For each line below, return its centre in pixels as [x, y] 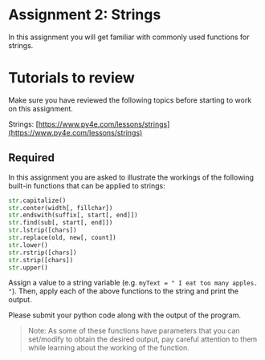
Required [31, 158]
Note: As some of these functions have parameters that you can [134, 331]
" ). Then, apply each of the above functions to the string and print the [124, 291]
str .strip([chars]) [41, 260]
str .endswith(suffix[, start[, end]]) [73, 215]
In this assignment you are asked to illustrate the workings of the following [131, 177]
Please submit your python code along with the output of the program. [124, 315]
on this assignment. [41, 108]
